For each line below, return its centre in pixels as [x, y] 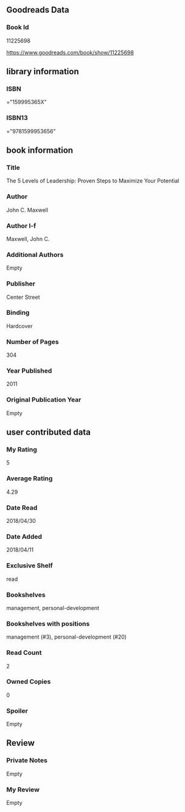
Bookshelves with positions [48, 623]
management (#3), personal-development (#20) [66, 637]
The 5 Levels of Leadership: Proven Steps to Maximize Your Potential [93, 181]
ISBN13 [17, 118]
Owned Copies [29, 682]
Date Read [22, 508]
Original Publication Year [44, 400]
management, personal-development [53, 607]
